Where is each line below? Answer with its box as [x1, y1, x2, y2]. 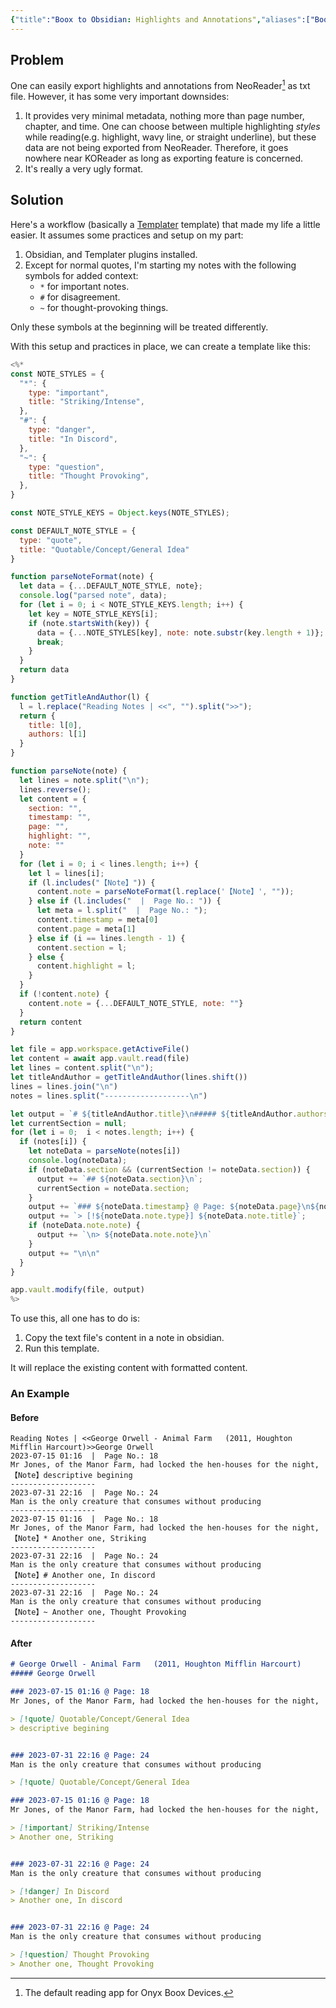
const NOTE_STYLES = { [10, 369, 105, 379]
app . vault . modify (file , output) [10, 1285, 145, 1295]
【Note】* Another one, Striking [10, 1534, 147, 1544]
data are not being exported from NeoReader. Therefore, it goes [24, 142, 289, 154]
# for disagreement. [39, 291, 121, 303]
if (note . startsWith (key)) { [28, 618, 150, 628]
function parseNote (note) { [10, 766, 128, 776]
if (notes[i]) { [19, 1137, 87, 1147]
